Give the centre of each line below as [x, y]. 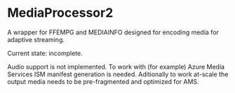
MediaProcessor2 [60, 13]
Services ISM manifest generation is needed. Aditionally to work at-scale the [118, 74]
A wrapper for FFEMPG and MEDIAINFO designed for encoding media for [113, 32]
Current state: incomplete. [45, 53]
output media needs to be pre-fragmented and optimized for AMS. [103, 81]
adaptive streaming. [36, 39]
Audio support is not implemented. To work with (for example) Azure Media [116, 66]
